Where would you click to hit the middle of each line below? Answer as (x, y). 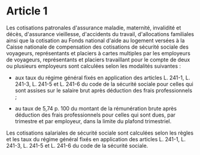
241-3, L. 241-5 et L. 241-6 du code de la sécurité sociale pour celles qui (104, 84)
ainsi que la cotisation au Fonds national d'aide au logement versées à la (96, 40)
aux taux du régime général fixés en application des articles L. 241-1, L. (102, 77)
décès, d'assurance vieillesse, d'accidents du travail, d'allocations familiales (100, 34)
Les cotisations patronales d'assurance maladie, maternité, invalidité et (94, 28)
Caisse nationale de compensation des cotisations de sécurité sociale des (97, 47)
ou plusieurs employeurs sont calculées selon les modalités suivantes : (94, 66)
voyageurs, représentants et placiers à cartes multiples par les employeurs (98, 53)
